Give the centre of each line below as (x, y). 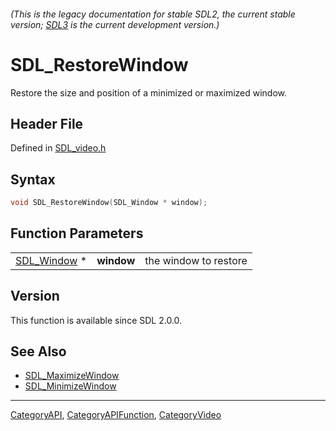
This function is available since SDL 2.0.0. (96, 320)
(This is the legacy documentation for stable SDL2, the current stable (153, 14)
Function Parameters (77, 233)
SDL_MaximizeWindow (72, 376)
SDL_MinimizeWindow (70, 386)
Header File (47, 123)
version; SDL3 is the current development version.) (115, 24)
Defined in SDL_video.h (58, 148)
